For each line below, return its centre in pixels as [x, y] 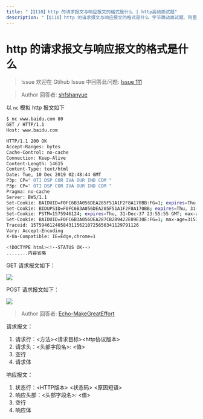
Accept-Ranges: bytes [34, 146]
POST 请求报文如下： [33, 289]
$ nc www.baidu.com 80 [35, 119]
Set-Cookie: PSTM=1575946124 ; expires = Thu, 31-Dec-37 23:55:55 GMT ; [94, 214]
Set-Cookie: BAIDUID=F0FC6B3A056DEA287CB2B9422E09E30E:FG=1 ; [85, 220]
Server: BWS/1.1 [27, 197]
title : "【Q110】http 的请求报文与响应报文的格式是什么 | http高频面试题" [92, 12]
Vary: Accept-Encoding [35, 231]
